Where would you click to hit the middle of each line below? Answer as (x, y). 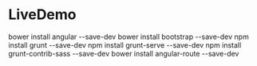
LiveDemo (43, 15)
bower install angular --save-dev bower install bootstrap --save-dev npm (128, 37)
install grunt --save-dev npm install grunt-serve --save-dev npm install (125, 45)
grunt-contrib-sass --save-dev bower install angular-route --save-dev (124, 53)
